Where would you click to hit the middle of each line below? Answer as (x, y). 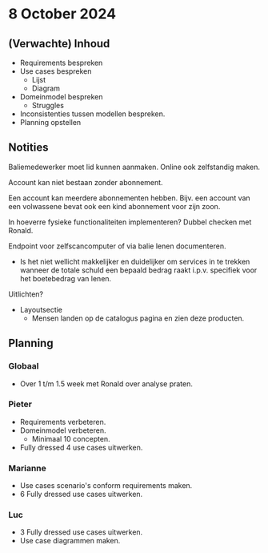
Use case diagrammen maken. (70, 541)
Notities (28, 148)
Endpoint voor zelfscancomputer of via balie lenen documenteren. (117, 246)
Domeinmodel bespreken (61, 97)
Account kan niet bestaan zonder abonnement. (86, 182)
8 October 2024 (62, 14)
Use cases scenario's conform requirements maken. (106, 486)
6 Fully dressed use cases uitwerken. (81, 494)
